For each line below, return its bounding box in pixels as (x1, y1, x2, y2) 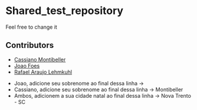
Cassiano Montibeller (14, 56, 66, 63)
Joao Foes (14, 62, 40, 69)
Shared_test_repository (5, 4, 124, 18)
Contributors (5, 40, 54, 50)
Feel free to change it (5, 23, 57, 30)
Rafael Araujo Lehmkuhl (14, 68, 72, 75)
